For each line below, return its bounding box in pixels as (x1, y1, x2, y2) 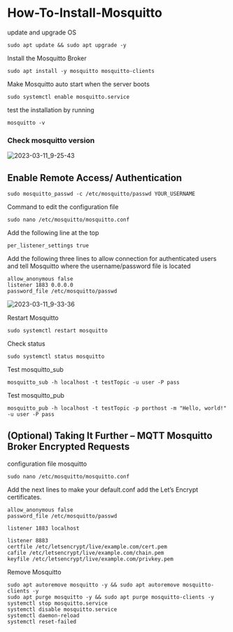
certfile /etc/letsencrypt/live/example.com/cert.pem (7, 543, 168, 550)
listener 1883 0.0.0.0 (7, 282, 73, 289)
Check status (7, 339, 45, 348)
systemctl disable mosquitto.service (7, 605, 118, 613)
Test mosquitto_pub (7, 391, 64, 400)
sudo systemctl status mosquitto (7, 353, 105, 361)
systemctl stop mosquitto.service (7, 600, 108, 607)
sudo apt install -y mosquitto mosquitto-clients (7, 67, 155, 74)
